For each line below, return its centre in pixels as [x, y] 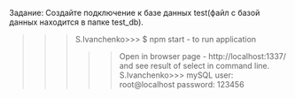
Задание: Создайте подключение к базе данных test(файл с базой [135, 13]
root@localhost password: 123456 [182, 84]
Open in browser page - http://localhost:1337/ [202, 56]
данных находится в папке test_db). [77, 22]
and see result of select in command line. [194, 66]
